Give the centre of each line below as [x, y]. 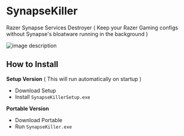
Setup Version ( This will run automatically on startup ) [74, 78]
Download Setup [35, 90]
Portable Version [28, 108]
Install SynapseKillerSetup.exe [52, 96]
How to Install [32, 64]
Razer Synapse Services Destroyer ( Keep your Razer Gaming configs [92, 28]
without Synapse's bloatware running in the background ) [77, 34]
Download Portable [39, 120]
